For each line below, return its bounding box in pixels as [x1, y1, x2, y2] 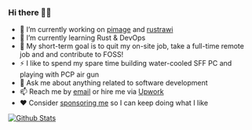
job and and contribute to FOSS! [19, 50, 124, 60]
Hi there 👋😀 [8, 7, 52, 18]
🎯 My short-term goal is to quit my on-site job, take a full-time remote [19, 42, 245, 51]
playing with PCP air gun [19, 70, 100, 79]
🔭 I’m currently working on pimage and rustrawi [19, 25, 173, 34]
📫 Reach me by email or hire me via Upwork [19, 87, 164, 96]
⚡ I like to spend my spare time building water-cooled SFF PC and [19, 59, 232, 68]
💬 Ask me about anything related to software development [19, 78, 208, 88]
